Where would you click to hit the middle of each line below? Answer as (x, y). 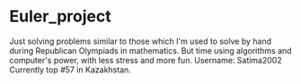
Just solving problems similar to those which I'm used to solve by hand (141, 41)
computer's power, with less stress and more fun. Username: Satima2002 (146, 60)
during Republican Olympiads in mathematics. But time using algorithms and (150, 50)
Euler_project (60, 17)
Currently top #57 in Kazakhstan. (71, 70)
